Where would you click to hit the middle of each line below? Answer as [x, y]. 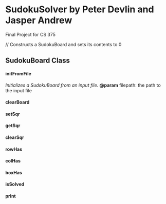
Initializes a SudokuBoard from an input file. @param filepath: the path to [83, 85]
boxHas [14, 172]
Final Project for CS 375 [30, 34]
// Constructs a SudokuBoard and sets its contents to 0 [63, 44]
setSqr [13, 114]
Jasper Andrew [39, 20]
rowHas [14, 149]
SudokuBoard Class [38, 61]
